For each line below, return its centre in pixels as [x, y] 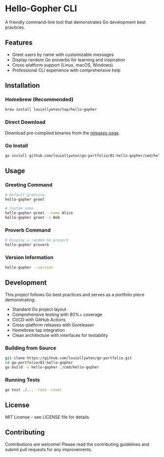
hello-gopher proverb [27, 245]
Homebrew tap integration [38, 330]
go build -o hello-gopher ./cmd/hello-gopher [52, 367]
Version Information [29, 257]
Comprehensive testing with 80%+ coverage [57, 314]
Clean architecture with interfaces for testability [60, 335]
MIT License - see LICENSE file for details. [48, 417]
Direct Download [25, 122]
